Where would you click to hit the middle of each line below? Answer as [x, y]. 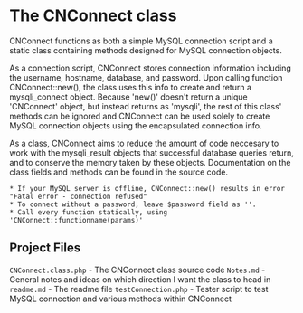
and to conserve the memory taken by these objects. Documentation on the [150, 162]
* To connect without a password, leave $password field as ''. [133, 204]
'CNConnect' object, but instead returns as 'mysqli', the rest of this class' [146, 106]
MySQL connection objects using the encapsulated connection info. [136, 125]
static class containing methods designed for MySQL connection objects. [146, 50]
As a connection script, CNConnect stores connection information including [150, 68]
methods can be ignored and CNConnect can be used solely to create [140, 116]
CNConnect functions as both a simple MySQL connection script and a [141, 41]
